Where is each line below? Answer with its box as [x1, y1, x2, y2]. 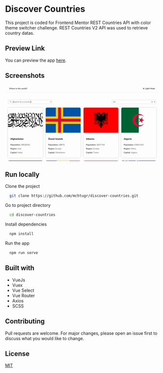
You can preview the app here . [5, 57, 67, 63]
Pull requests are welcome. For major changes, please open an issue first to [5, 330, 158, 336]
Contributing [5, 317, 45, 325]
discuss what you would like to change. [5, 335, 84, 341]
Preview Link [5, 44, 45, 52]
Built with [5, 264, 35, 273]
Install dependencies [5, 222, 47, 227]
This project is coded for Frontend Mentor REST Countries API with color [5, 20, 151, 25]
